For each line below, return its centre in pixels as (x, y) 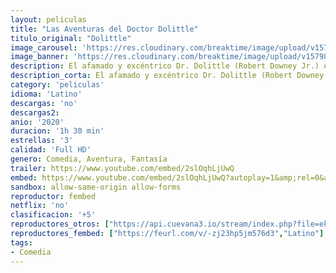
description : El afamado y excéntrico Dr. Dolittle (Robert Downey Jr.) (165, 66)
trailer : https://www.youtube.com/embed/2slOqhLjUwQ (122, 168)
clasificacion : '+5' (53, 215)
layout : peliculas (48, 19)
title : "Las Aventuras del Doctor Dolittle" (104, 29)
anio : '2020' (37, 122)
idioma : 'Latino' (46, 94)
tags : (21, 242)
